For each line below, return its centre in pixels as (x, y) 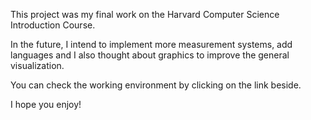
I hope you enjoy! (46, 104)
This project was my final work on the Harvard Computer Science (145, 14)
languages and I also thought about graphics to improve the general (150, 55)
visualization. (37, 65)
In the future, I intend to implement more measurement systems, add (151, 44)
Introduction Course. (53, 25)
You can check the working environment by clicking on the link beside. (156, 85)
